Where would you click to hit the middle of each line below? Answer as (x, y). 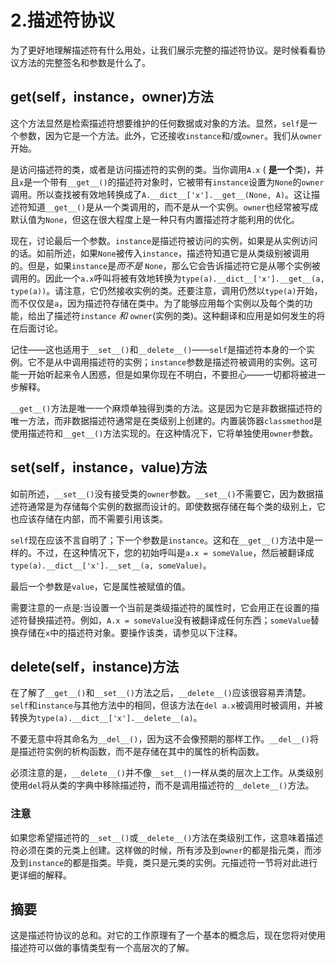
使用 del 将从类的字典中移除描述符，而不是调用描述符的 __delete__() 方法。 (162, 785)
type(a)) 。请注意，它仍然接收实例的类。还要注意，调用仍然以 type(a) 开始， (166, 290)
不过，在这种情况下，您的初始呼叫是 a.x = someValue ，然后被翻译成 (175, 552)
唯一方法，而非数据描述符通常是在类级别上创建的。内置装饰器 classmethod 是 (166, 420)
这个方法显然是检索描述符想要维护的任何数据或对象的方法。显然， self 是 (159, 123)
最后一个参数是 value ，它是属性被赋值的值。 (100, 586)
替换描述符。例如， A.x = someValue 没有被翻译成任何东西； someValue (169, 620)
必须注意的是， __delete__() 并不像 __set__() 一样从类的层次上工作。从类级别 (167, 773)
